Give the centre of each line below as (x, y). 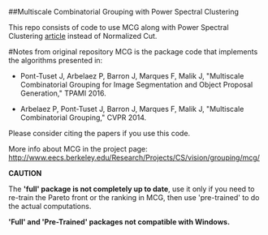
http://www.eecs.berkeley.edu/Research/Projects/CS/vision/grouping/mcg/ (134, 158)
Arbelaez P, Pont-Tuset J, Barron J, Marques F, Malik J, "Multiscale (132, 109)
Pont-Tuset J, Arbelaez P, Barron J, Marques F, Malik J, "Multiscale (132, 76)
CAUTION (25, 173)
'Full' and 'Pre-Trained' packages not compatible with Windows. (119, 222)
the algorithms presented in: (56, 60)
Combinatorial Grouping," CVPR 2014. (83, 117)
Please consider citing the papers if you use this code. (99, 133)
